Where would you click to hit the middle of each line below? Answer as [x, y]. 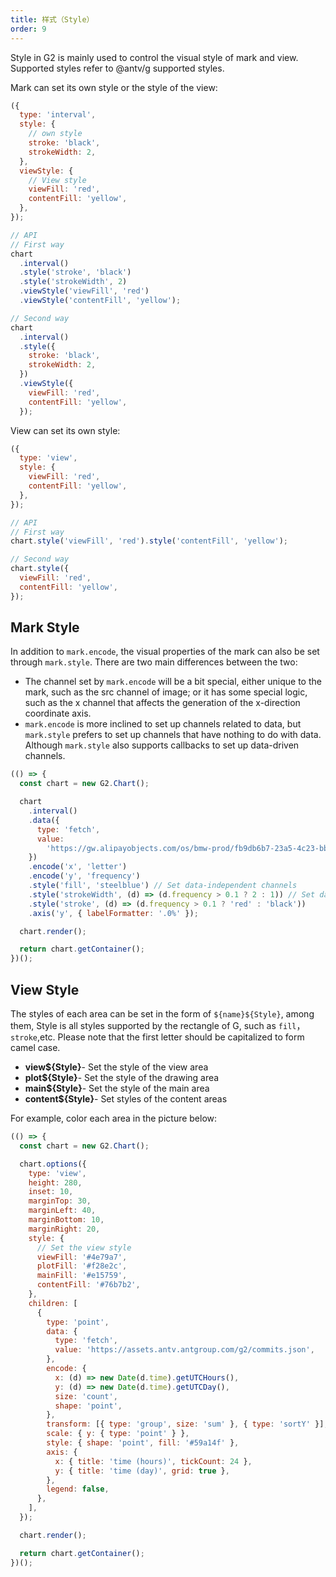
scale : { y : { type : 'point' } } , [118, 1434]
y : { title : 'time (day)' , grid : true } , [142, 1471]
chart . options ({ [53, 1164]
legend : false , [78, 1489]
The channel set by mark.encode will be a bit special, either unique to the [173, 682]
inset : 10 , [51, 1192]
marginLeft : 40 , [62, 1211]
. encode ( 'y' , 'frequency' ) [84, 876]
